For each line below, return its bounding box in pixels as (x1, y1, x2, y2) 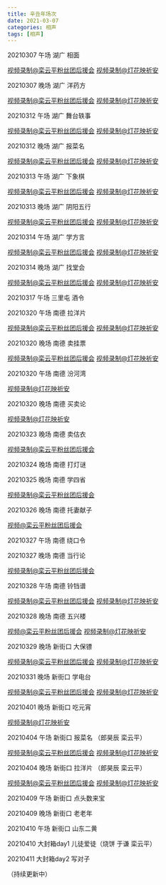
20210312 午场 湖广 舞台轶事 (7, 111, 91, 120)
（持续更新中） (7, 870, 51, 879)
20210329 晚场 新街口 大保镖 (7, 642, 93, 651)
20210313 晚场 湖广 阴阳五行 (7, 203, 91, 211)
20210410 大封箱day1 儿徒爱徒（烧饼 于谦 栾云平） (7, 839, 157, 848)
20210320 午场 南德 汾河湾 (7, 369, 87, 378)
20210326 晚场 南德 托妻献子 (7, 506, 93, 515)
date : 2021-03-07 (7, 17, 59, 24)
